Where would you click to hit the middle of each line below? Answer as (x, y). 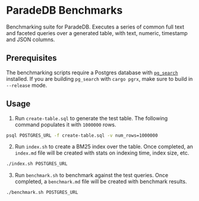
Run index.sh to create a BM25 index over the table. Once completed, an (104, 147)
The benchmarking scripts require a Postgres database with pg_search (92, 73)
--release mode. (27, 85)
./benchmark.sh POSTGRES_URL (42, 193)
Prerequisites (31, 58)
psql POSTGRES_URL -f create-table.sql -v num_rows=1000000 (82, 135)
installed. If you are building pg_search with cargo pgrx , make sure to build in (99, 78)
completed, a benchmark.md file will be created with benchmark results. (101, 181)
